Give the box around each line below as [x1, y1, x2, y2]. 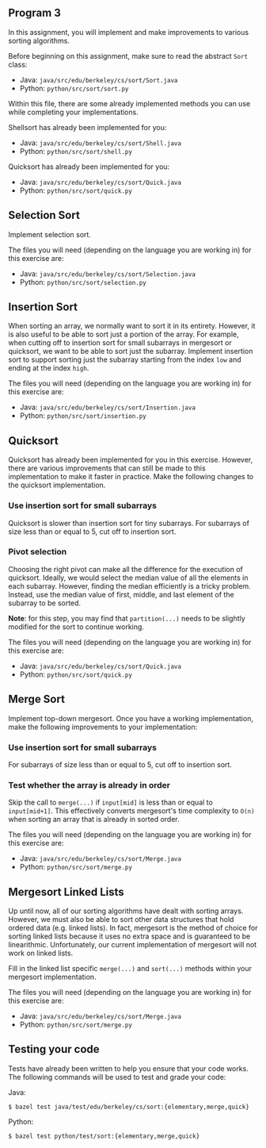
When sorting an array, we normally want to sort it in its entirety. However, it [8, 321, 256, 331]
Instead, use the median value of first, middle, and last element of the [8, 589, 235, 599]
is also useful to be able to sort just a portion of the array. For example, [8, 329, 239, 340]
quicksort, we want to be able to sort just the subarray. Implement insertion [8, 347, 253, 356]
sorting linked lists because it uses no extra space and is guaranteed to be [8, 931, 251, 941]
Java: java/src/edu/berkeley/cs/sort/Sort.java [19, 75, 178, 84]
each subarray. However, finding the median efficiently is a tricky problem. [8, 581, 251, 590]
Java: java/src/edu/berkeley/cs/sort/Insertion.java [19, 402, 196, 412]
